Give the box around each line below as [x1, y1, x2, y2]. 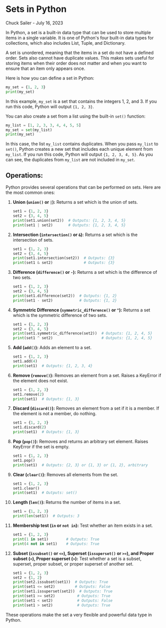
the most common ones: [5, 189, 55, 195]
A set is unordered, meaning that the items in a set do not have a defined [5, 50, 154, 56]
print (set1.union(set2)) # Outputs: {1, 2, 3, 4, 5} [12, 218, 126, 223]
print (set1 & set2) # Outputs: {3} [12, 260, 115, 265]
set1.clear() [12, 486, 40, 491]
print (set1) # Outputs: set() [12, 490, 78, 496]
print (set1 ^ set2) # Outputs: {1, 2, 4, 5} [12, 336, 153, 341]
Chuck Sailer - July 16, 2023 [5, 20, 63, 26]
